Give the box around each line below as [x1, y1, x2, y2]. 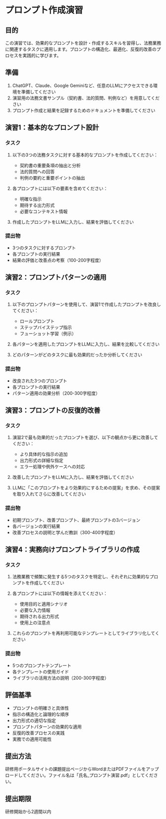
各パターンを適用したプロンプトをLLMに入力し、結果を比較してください [12, 341, 160, 347]
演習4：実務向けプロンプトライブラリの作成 [5, 546, 140, 554]
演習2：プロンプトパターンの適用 [5, 273, 107, 281]
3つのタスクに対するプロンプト [12, 245, 76, 251]
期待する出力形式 [19, 202, 55, 208]
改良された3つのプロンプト [12, 377, 68, 383]
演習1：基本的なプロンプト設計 [5, 123, 99, 132]
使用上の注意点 [19, 620, 51, 626]
